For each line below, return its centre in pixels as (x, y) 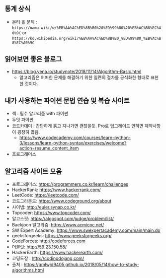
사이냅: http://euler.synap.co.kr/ (44, 207)
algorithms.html (28, 270)
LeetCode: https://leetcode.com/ (45, 195)
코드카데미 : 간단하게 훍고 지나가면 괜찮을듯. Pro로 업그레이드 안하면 (78, 126)
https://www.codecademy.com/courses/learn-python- (75, 138)
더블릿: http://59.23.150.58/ (39, 247)
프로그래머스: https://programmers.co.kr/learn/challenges (70, 184)
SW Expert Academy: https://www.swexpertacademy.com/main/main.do (86, 230)
